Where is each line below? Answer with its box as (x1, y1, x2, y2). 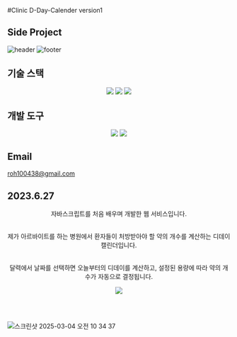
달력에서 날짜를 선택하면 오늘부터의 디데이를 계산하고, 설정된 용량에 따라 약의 (9, 263, 221, 272)
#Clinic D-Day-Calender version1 (7, 6, 103, 14)
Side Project (7, 26, 62, 38)
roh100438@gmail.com (7, 169, 76, 178)
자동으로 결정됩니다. (98, 273, 154, 281)
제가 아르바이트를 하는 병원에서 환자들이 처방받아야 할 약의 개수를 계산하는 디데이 (7, 232, 231, 241)
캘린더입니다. (100, 241, 137, 250)
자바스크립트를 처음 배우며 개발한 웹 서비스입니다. (50, 210, 187, 218)
